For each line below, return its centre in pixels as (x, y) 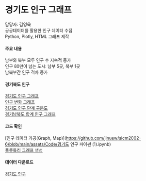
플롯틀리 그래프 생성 (24, 150)
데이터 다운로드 (19, 162)
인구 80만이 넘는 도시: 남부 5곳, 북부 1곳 (43, 66)
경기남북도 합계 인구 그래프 (30, 114)
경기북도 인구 (17, 84)
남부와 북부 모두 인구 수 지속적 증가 (38, 60)
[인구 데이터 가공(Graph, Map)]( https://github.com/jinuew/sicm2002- (73, 138)
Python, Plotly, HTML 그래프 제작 (37, 36)
